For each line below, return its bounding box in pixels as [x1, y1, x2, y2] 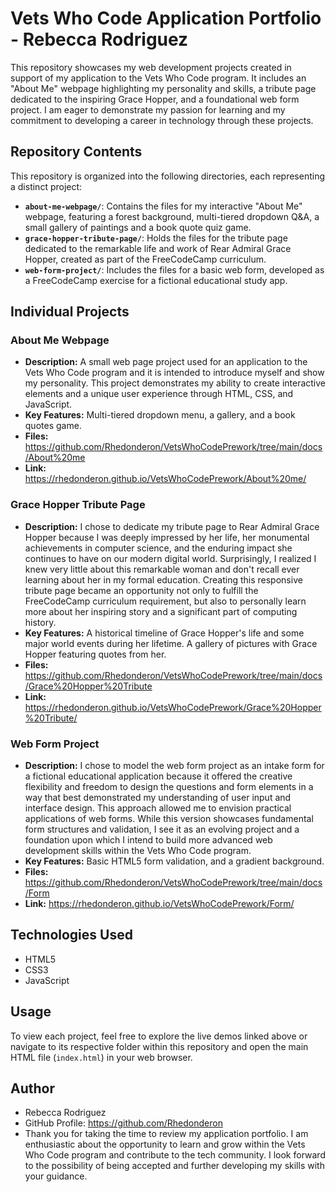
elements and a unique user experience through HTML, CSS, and [24, 388, 294, 400]
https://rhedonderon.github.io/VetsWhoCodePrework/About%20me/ [24, 473, 307, 485]
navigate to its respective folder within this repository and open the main [10, 1040, 309, 1052]
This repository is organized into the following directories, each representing [10, 170, 326, 182]
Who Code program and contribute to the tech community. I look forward [24, 1149, 326, 1161]
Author [10, 1080, 55, 1097]
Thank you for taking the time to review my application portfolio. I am [24, 1128, 309, 1140]
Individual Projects [10, 303, 130, 321]
